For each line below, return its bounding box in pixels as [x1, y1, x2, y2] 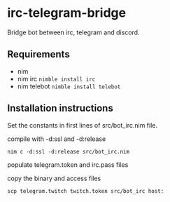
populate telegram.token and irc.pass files [7, 160, 129, 169]
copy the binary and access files [7, 174, 101, 182]
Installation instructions [7, 102, 113, 114]
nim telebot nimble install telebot [17, 82, 121, 90]
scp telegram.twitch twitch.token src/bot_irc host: [7, 187, 164, 194]
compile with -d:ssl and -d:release [7, 135, 106, 143]
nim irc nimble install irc [17, 74, 96, 83]
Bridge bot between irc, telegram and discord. [7, 28, 140, 36]
